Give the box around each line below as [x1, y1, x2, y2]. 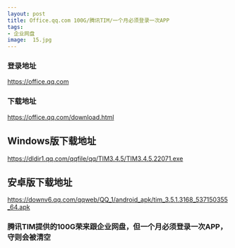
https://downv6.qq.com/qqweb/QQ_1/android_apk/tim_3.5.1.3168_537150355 [7, 195, 228, 204]
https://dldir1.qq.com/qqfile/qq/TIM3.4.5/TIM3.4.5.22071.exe [7, 154, 183, 163]
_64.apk [7, 203, 30, 211]
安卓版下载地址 [7, 176, 73, 188]
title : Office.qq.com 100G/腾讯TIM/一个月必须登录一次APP [7, 17, 170, 24]
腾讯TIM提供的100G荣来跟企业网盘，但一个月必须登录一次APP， [7, 222, 228, 232]
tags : [7, 23, 23, 30]
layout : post [7, 10, 46, 18]
